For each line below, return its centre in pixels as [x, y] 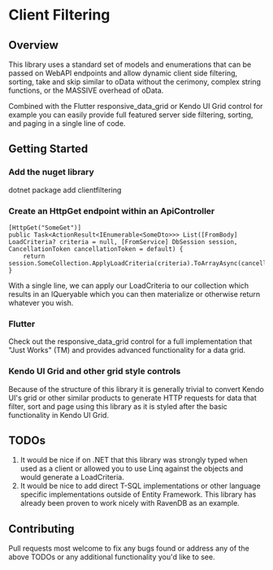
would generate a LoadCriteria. [72, 477]
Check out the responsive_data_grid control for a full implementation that [130, 342]
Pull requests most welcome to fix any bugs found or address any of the [129, 548]
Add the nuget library [52, 172]
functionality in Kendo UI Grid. [59, 415]
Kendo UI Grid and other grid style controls [95, 372]
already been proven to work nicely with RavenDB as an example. [130, 503]
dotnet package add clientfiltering [65, 189]
